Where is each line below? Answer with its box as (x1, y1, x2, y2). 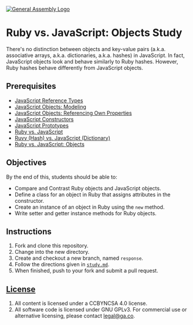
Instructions (6, 226, 52, 236)
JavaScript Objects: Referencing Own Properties (14, 109, 132, 116)
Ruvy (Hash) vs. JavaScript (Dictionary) (14, 134, 110, 141)
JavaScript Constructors (14, 115, 74, 123)
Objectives (6, 158, 47, 167)
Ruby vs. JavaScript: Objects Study (6, 26, 182, 39)
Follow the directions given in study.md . (14, 261, 110, 268)
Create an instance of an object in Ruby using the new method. (14, 203, 165, 210)
